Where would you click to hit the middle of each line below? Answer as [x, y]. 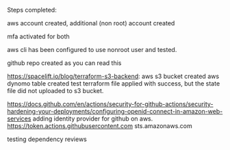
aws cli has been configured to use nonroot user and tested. [92, 50]
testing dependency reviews [47, 139]
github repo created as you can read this [64, 63]
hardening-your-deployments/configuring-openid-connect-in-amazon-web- [115, 111]
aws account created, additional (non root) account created [91, 23]
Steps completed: [32, 10]
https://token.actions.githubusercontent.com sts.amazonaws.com [100, 126]
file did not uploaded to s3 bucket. [55, 91]
